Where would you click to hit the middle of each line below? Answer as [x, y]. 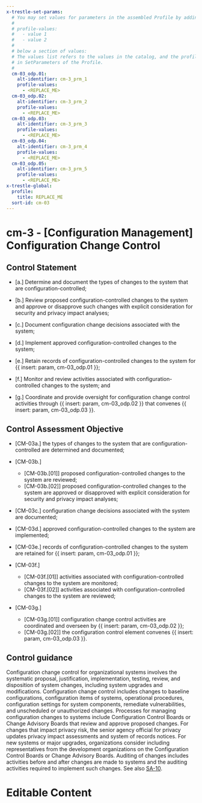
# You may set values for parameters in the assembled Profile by [96, 18]
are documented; [36, 517]
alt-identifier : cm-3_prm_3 [52, 124]
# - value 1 [29, 34]
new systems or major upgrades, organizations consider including [88, 743]
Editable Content [49, 793]
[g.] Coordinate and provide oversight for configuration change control [103, 397]
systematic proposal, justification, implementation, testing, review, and [93, 679]
